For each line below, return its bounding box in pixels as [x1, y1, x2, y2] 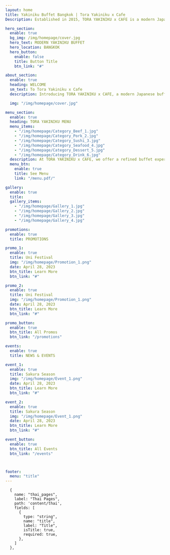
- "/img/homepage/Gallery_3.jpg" [14, 213, 85, 218]
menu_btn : [10, 162, 30, 167]
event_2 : [5, 400, 24, 405]
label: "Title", [23, 523, 58, 528]
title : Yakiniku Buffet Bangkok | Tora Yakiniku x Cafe [5, 12, 125, 17]
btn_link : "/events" [10, 451, 53, 456]
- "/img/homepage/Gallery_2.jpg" [14, 209, 85, 214]
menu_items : [10, 124, 35, 129]
